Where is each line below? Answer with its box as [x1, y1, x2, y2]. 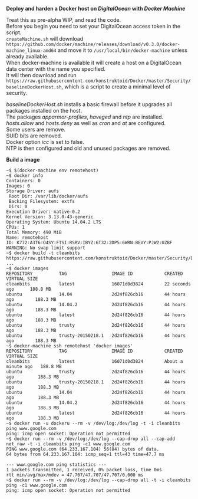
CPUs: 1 [6, 224, 25, 230]
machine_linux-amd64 [6, 48, 57, 54]
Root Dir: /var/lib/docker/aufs [8, 193, 88, 199]
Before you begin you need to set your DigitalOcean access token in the [6, 23, 181, 29]
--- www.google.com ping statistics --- [6, 462, 107, 468]
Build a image [6, 156, 40, 163]
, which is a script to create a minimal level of [61, 83, 171, 90]
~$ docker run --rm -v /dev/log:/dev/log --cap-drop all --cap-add [6, 436, 176, 442]
